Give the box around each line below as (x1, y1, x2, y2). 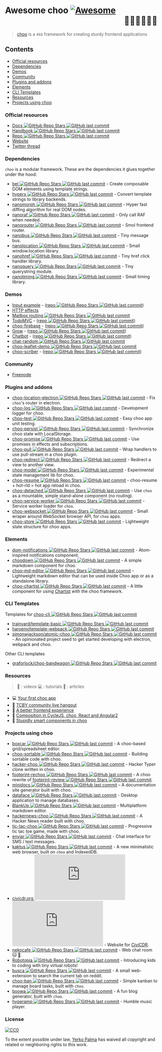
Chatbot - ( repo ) (12, 333, 132, 339)
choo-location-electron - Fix (12, 395, 156, 401)
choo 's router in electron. (12, 400, 61, 406)
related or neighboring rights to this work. (5, 1041, 88, 1047)
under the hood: (5, 171, 37, 177)
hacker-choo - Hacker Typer (12, 761, 156, 767)
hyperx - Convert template (12, 191, 152, 197)
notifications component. (29, 552, 79, 558)
